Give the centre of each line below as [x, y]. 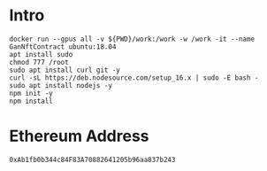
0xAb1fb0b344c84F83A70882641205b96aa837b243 [92, 159]
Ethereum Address [79, 136]
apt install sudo [41, 54]
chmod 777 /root [39, 62]
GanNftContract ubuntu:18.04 [63, 47]
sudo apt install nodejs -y [61, 85]
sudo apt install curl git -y [65, 70]
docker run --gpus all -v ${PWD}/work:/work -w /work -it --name [132, 39]
